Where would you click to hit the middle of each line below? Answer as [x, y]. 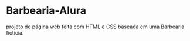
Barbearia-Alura [46, 11]
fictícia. [15, 32]
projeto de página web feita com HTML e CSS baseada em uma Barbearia [95, 27]
